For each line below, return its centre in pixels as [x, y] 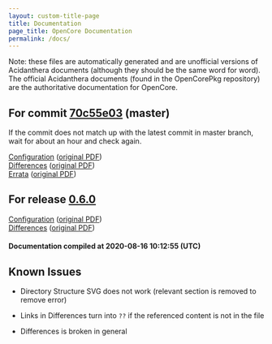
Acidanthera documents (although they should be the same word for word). [135, 71]
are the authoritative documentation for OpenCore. [93, 88]
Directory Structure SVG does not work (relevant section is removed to [138, 291]
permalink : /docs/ [39, 39]
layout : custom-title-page [54, 16]
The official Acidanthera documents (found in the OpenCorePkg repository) [134, 79]
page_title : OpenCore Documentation [70, 31]
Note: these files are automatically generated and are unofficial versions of [133, 62]
